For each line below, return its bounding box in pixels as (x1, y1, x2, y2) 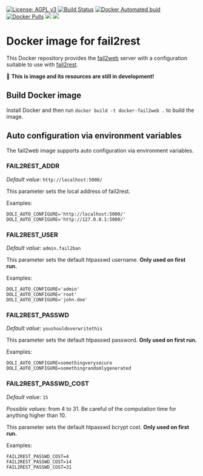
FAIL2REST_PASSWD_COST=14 (6, 458, 72, 465)
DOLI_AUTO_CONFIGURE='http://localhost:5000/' (6, 211, 126, 217)
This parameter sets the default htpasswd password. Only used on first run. (6, 337, 197, 344)
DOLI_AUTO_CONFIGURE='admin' (6, 286, 80, 292)
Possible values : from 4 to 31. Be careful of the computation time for (6, 405, 177, 412)
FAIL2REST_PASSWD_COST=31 (6, 464, 72, 470)
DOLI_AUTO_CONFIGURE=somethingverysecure (6, 360, 113, 366)
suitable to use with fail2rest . (6, 61, 79, 68)
